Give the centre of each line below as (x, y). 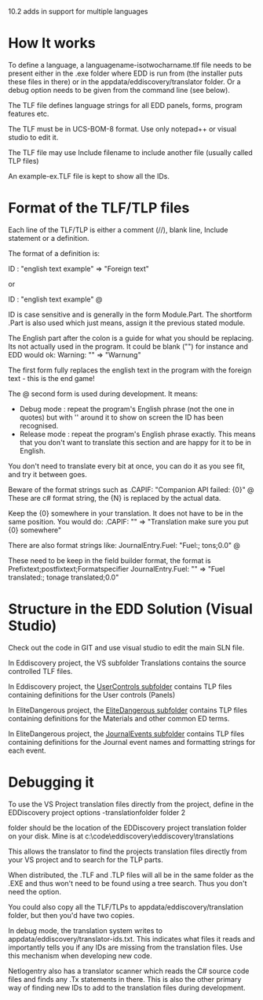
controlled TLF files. (40, 671)
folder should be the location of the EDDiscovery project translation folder (128, 828)
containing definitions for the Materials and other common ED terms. (119, 718)
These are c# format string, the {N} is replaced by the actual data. (115, 498)
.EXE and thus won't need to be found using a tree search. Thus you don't (128, 883)
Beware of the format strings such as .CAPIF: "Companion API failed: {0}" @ (131, 489)
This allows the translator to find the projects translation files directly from (128, 851)
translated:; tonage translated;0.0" (64, 577)
